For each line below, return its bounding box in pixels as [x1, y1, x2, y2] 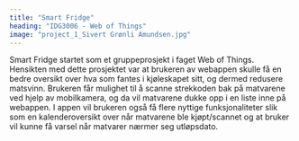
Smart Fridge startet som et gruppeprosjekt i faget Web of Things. [9, 55, 255, 66]
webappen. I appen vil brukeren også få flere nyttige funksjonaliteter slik [9, 102, 278, 113]
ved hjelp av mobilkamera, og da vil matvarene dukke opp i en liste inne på [9, 93, 286, 103]
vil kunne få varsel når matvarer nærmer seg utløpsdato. [9, 121, 219, 132]
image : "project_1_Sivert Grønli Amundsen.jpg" [9, 30, 192, 39]
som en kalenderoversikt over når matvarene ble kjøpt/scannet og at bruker [9, 111, 290, 122]
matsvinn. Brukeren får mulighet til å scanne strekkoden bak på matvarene [9, 83, 285, 94]
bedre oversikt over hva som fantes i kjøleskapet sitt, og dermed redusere [9, 74, 284, 84]
